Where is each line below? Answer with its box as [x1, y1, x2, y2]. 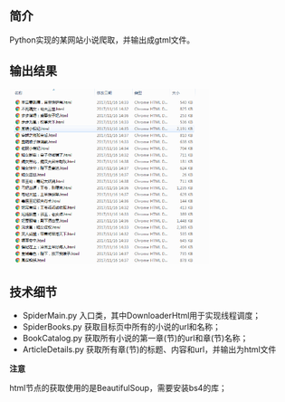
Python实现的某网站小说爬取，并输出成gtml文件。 [9, 34, 195, 45]
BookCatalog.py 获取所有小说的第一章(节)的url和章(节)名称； [22, 333, 249, 344]
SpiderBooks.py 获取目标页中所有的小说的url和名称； [22, 321, 222, 332]
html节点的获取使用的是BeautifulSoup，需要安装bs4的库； [9, 383, 228, 394]
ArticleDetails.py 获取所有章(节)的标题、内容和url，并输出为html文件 [22, 344, 277, 355]
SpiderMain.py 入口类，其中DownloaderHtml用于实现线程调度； [22, 311, 261, 321]
